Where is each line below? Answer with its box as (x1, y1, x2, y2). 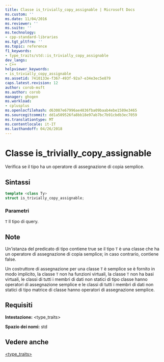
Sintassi (5, 178, 30, 186)
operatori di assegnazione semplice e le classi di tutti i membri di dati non (5, 281, 154, 287)
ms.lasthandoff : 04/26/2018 (5, 126, 63, 131)
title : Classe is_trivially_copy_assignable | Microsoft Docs (5, 7, 135, 12)
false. (5, 256, 16, 262)
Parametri (5, 207, 29, 214)
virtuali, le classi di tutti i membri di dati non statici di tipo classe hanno (5, 276, 148, 282)
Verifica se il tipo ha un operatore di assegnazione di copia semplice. (5, 164, 145, 170)
